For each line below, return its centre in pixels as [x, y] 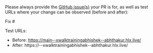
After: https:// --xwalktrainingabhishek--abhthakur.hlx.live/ [70, 45]
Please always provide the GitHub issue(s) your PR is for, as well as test [76, 7]
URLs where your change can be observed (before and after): [67, 12]
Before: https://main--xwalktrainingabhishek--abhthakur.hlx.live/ [76, 40]
